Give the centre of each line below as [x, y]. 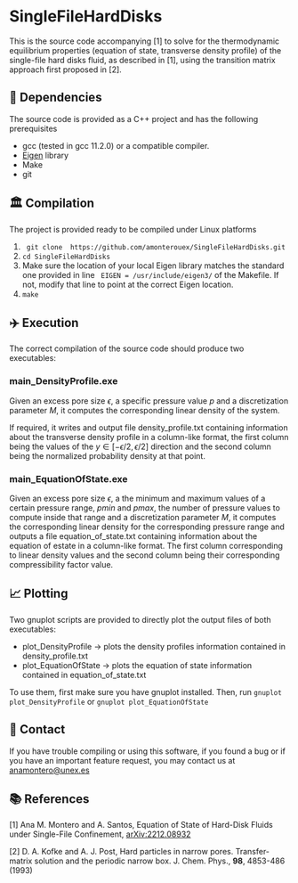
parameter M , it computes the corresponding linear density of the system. [145, 410]
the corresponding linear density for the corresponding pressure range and [147, 527]
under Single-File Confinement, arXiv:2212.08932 [100, 834]
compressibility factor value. [61, 564]
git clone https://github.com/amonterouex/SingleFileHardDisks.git [156, 247]
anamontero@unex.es [50, 770]
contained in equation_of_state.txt [84, 675]
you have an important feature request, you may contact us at [122, 760]
